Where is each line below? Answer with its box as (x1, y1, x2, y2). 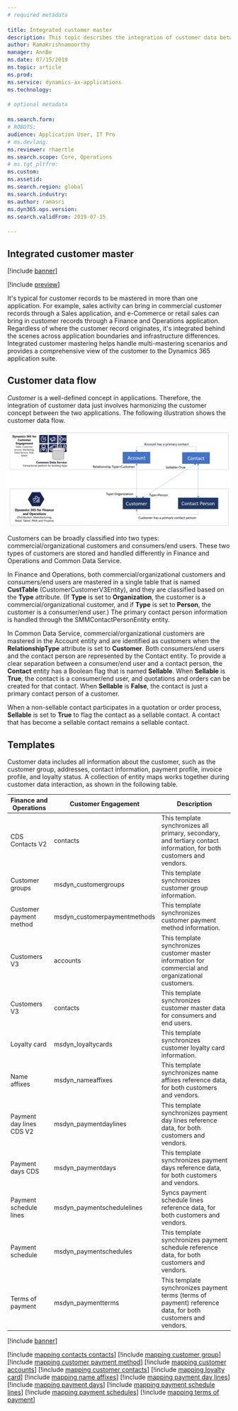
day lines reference (161, 1116, 217, 1124)
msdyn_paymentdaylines (54, 1120, 127, 1128)
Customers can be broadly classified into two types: (7, 534, 159, 543)
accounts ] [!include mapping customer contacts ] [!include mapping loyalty (7, 1366, 225, 1374)
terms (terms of (161, 1291, 207, 1299)
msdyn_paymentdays (54, 1163, 117, 1172)
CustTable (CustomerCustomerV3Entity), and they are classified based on (7, 585, 225, 594)
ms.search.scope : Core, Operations (7, 153, 113, 161)
